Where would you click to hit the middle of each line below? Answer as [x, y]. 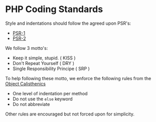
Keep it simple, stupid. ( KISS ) [44, 58]
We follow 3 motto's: [27, 48]
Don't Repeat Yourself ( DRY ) [43, 63]
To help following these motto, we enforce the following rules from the [78, 78]
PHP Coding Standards [54, 9]
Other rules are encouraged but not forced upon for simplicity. [70, 114]
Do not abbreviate [31, 104]
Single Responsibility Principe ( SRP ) [51, 69]
